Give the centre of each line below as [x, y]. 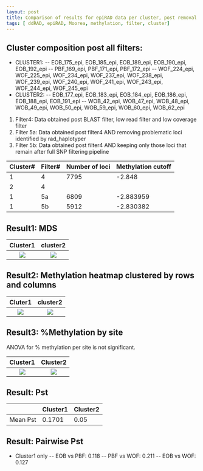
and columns [31, 285]
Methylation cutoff [144, 167]
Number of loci [88, 167]
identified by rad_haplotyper [50, 139]
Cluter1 [21, 302]
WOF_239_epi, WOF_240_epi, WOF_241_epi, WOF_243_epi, [89, 82]
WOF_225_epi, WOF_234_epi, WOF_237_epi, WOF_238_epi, [89, 75]
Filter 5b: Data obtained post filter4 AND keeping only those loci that [101, 145]
